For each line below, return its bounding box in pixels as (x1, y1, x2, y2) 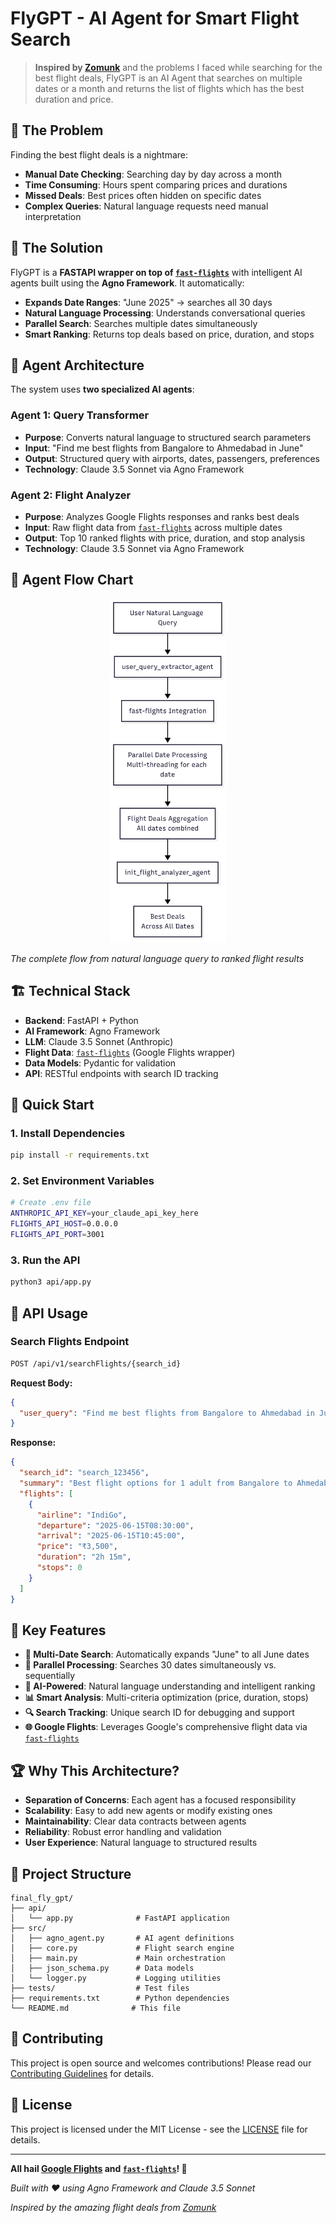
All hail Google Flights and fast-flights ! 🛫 (10, 2162, 188, 2174)
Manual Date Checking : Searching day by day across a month (24, 168, 283, 180)
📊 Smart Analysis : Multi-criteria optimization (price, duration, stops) (24, 1692, 309, 1704)
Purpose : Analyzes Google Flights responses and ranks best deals (24, 510, 300, 522)
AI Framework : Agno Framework (24, 1025, 161, 1037)
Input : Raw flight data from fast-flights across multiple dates (24, 521, 283, 533)
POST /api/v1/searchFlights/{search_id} (10, 1358, 182, 1369)
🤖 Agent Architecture (10, 357, 145, 374)
